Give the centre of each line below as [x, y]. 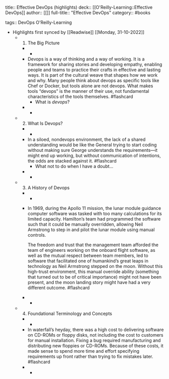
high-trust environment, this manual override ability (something [93, 272]
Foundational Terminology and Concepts [70, 313]
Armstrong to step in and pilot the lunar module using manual [91, 230]
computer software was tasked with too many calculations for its [95, 213]
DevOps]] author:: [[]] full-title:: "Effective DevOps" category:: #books [78, 13]
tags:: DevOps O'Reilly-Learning [39, 22]
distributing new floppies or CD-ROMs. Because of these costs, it [96, 346]
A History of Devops [48, 188]
